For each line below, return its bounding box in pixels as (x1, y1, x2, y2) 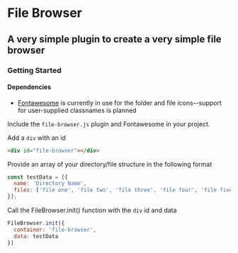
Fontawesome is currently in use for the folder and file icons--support (17, 98, 222, 107)
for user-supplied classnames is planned (17, 106, 137, 114)
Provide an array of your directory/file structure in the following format (7, 160, 212, 168)
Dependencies (7, 83, 52, 91)
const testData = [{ (7, 173, 69, 181)
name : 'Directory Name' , (13, 180, 87, 187)
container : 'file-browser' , (13, 226, 97, 233)
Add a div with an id (7, 133, 66, 142)
